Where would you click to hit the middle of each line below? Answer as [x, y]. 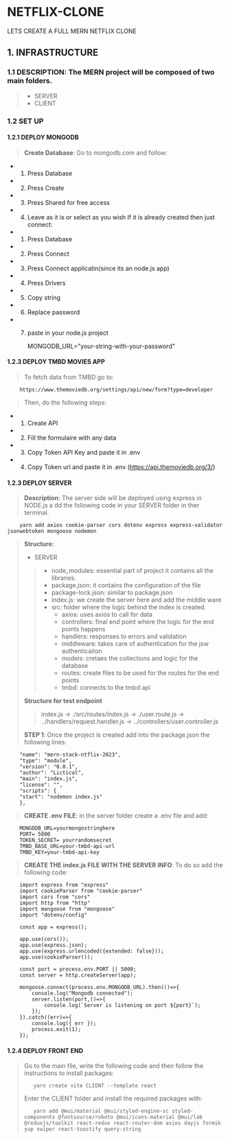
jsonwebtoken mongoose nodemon [52, 531]
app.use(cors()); [44, 940]
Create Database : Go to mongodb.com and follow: [96, 153]
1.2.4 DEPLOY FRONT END [45, 1050]
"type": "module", [46, 761]
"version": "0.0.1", [49, 767]
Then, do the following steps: [65, 402]
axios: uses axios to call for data [107, 615]
